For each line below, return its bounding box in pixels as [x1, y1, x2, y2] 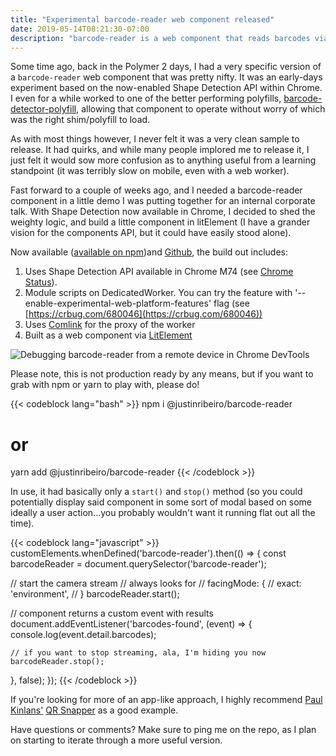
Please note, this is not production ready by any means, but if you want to [10, 368, 314, 380]
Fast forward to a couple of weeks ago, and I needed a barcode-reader [10, 184, 303, 196]
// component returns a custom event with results [10, 607, 214, 620]
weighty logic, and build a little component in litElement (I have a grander [10, 216, 311, 228]
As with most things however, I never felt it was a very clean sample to [10, 133, 300, 145]
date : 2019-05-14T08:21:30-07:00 [10, 24, 150, 34]
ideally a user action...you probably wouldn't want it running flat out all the [10, 507, 316, 519]
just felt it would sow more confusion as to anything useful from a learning [10, 154, 317, 166]
